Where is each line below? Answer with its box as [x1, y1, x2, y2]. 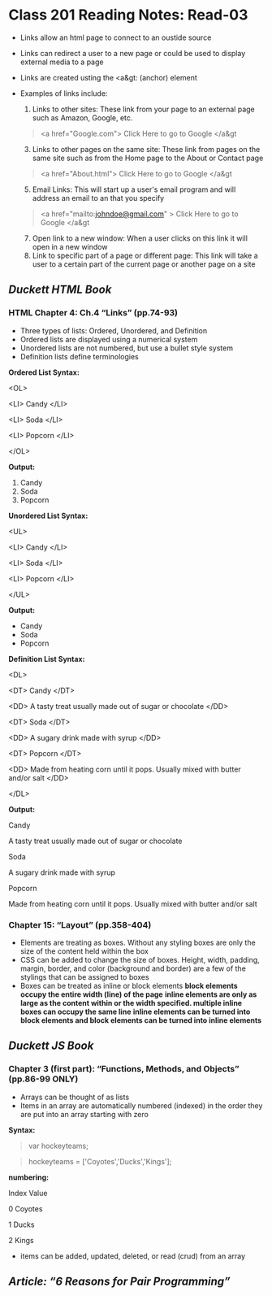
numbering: [8, 1172, 50, 1182]
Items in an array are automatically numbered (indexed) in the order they [19, 1100, 263, 1111]
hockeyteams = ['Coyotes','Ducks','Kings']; [28, 1156, 172, 1166]
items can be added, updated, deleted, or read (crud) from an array [19, 1250, 246, 1261]
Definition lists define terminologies [19, 351, 140, 361]
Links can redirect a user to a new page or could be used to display [19, 48, 246, 58]
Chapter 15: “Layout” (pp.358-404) [8, 919, 152, 930]
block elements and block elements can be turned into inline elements [19, 1015, 262, 1025]
